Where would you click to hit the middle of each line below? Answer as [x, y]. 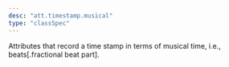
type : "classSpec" [39, 23]
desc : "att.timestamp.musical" [61, 16]
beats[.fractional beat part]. [54, 54]
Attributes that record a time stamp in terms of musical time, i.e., [115, 45]
